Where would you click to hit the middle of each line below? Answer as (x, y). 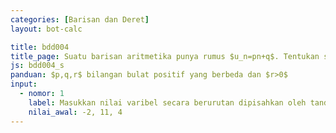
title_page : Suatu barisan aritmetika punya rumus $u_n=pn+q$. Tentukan (165, 56)
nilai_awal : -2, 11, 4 (75, 112)
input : (24, 84)
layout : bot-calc (46, 29)
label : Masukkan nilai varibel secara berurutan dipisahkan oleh (167, 102)
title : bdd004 (40, 47)
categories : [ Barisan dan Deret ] (80, 19)
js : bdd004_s (37, 66)
